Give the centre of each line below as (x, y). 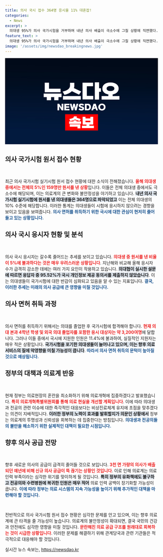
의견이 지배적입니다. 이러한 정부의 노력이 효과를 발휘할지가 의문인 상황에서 (79, 413)
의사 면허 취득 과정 (31, 304)
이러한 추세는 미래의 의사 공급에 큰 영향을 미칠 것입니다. (57, 287)
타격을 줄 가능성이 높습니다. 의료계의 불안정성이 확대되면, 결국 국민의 (84, 521)
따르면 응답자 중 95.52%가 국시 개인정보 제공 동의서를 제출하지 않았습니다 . (80, 275)
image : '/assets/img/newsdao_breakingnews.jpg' (54, 46)
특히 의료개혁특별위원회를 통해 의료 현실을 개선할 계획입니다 (67, 401)
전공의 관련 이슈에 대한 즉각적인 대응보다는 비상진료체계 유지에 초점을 (75, 408)
